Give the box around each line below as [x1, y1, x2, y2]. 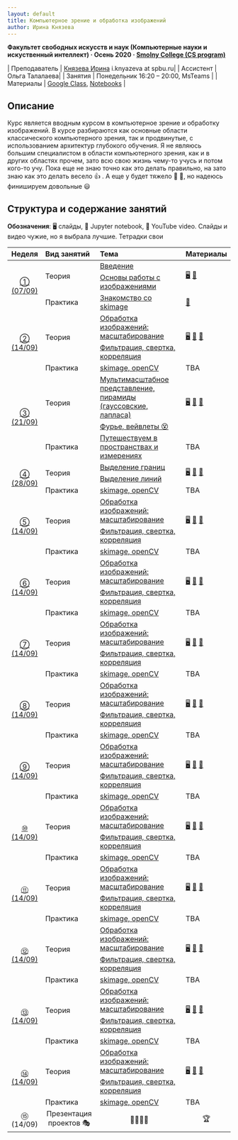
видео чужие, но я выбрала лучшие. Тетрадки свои [7, 232, 164, 240]
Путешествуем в [100, 433, 158, 443]
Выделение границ [100, 463, 165, 472]
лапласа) [100, 410, 132, 419]
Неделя [11, 249, 38, 259]
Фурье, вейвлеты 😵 [100, 421, 169, 431]
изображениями [100, 282, 157, 291]
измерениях [100, 451, 142, 460]
